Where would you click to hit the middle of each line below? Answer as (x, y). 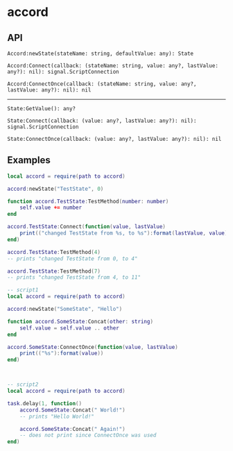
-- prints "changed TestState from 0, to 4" (72, 258)
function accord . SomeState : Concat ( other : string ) (80, 321)
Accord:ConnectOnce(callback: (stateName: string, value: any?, (102, 84)
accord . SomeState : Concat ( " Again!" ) (73, 429)
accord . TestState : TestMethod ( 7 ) (54, 271)
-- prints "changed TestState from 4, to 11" (74, 278)
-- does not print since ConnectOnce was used (88, 435)
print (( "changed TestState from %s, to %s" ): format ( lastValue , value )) (125, 233)
